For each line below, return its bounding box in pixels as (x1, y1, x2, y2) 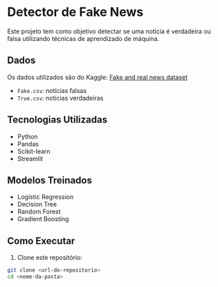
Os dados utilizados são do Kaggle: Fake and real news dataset (7, 73, 188, 81)
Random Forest (17, 207, 61, 216)
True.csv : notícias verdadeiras (17, 94, 104, 102)
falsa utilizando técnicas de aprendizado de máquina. (7, 34, 160, 42)
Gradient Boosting (17, 215, 69, 223)
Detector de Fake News (7, 4, 144, 20)
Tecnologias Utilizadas (7, 114, 108, 125)
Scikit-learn (17, 147, 51, 155)
